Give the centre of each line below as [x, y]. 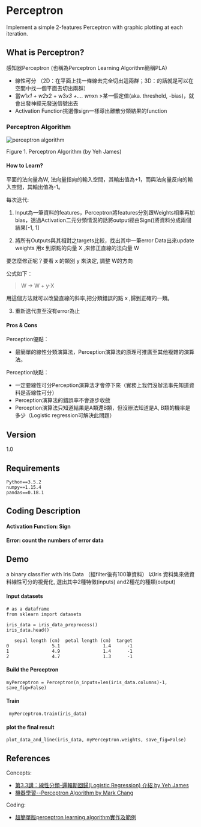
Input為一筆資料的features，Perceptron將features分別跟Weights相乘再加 [105, 213]
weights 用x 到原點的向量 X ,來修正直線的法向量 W [77, 248]
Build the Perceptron [32, 670]
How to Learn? [25, 165]
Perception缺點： [28, 373]
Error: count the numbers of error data [55, 540]
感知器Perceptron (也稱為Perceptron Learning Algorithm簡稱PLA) [87, 68]
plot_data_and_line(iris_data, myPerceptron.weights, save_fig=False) [96, 740]
